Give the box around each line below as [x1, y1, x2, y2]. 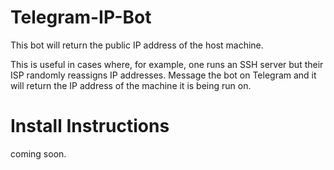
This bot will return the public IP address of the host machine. [10, 39, 264, 51]
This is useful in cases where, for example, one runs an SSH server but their [10, 58, 324, 70]
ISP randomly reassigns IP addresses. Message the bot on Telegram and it [10, 69, 317, 81]
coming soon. [10, 147, 67, 160]
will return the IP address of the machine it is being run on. [10, 79, 252, 91]
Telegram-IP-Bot [10, 6, 152, 29]
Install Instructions [10, 115, 170, 138]
